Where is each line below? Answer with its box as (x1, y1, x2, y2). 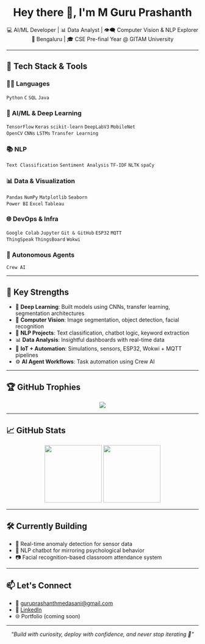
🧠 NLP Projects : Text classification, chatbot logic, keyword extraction (15, 329, 190, 336)
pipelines (15, 351, 38, 358)
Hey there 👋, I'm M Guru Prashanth (13, 6, 192, 20)
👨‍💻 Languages (6, 80, 50, 88)
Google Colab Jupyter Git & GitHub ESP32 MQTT (6, 230, 122, 236)
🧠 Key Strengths (6, 287, 69, 297)
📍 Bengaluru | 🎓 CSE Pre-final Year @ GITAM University (31, 35, 174, 42)
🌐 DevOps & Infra (6, 214, 59, 223)
